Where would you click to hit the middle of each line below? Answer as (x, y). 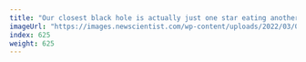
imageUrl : (28, 26)
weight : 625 (32, 43)
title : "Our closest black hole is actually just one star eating (138, 18)
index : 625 (30, 35)
